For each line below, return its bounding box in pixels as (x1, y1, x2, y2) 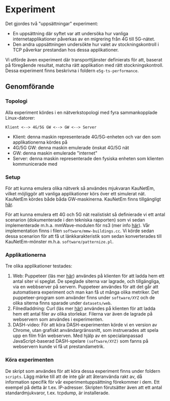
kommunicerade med (12, 161, 58, 167)
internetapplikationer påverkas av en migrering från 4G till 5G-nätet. (12, 36, 155, 42)
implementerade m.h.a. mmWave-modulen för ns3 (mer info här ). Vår (5, 222, 150, 228)
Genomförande (5, 82, 54, 91)
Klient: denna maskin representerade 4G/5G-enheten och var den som (12, 133, 161, 140)
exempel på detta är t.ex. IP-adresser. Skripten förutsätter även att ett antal (5, 384, 162, 390)
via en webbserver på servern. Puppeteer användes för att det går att (12, 284, 159, 290)
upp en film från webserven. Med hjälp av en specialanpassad (12, 332, 144, 339)
